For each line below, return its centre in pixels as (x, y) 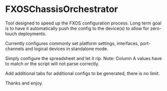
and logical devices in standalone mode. (67, 48)
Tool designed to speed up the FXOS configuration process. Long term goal (83, 23)
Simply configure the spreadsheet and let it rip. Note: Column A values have (83, 58)
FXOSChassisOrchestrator (62, 9)
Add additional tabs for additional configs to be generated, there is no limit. (82, 73)
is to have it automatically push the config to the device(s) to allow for (77, 28)
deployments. (32, 33)
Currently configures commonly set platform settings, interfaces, (72, 43)
